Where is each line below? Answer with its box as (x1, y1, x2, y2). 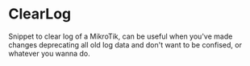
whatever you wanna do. (8, 48, 90, 58)
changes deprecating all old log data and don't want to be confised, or (8, 39, 242, 49)
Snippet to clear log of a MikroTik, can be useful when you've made (8, 31, 233, 41)
